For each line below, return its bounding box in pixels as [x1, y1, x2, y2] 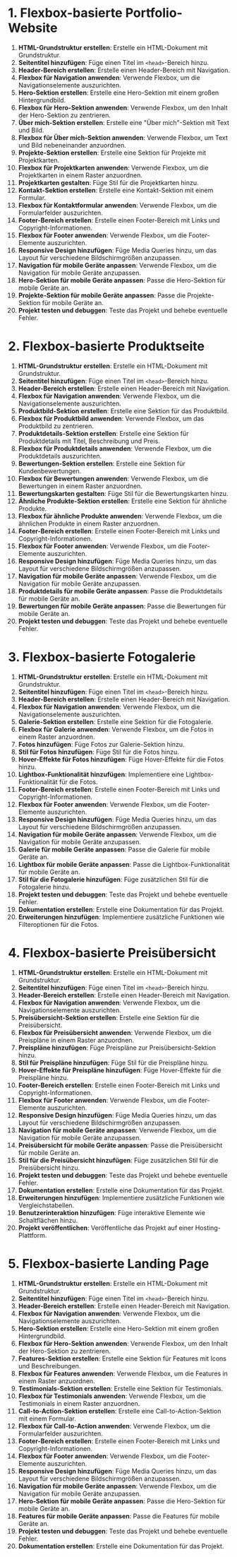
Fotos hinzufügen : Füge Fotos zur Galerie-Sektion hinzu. [18, 740, 185, 748]
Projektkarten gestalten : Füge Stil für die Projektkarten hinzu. [18, 178, 199, 187]
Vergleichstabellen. [18, 1201, 75, 1209]
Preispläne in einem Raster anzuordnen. [18, 1036, 135, 1044]
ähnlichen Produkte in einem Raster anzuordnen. [18, 519, 160, 528]
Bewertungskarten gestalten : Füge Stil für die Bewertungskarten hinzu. [18, 489, 229, 497]
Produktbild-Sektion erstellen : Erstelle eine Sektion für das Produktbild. [18, 406, 229, 415]
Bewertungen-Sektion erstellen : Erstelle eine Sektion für [18, 459, 186, 468]
